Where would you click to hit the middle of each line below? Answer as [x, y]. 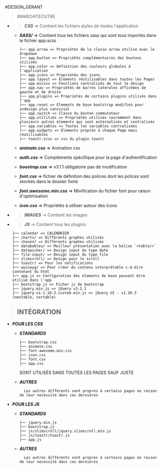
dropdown [28, 54]
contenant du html [31, 272]
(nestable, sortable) [34, 297]
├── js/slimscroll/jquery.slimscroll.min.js [65, 431]
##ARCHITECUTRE [36, 16]
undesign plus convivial [45, 109]
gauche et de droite [40, 92]
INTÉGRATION [39, 312]
